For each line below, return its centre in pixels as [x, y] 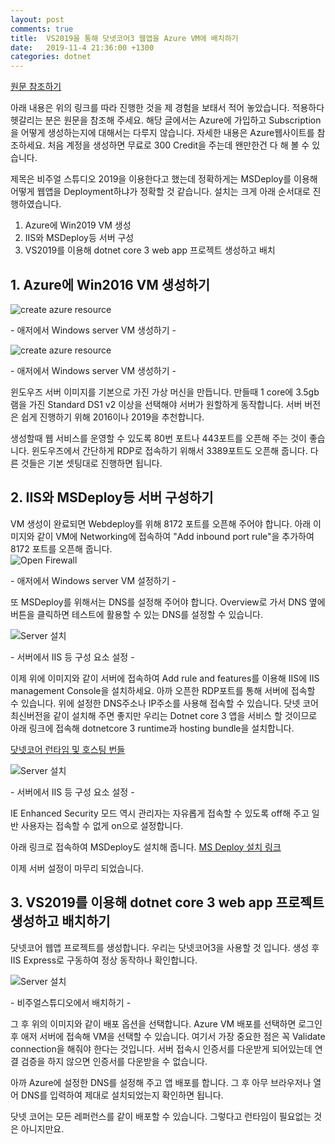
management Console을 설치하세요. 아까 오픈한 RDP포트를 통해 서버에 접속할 [163, 690]
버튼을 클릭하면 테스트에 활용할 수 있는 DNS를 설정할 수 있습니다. [136, 614]
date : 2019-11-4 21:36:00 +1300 [82, 47]
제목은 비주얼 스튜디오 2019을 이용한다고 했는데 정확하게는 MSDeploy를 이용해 [164, 179]
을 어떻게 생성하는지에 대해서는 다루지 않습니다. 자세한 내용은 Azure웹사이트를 [162, 133]
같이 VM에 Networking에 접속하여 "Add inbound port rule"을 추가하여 [175, 536]
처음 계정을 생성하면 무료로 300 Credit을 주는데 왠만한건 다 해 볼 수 [178, 145]
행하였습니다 [35, 204]
